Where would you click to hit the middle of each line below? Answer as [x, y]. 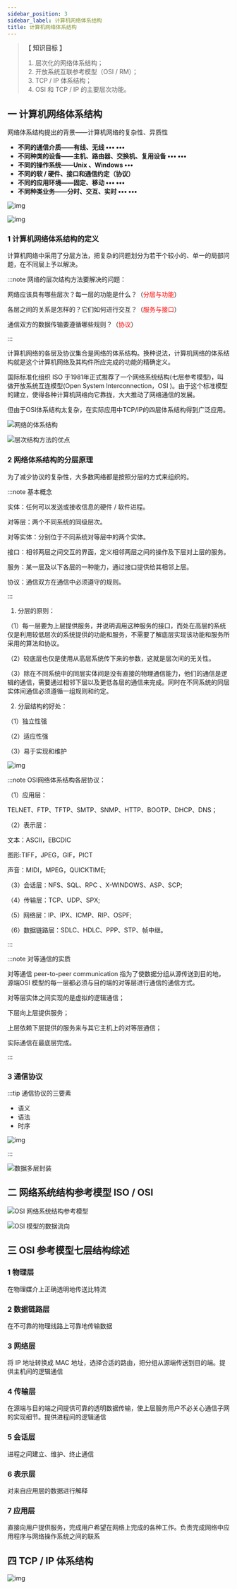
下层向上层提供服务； [38, 1012]
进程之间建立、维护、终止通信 [50, 1454]
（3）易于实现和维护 [37, 751]
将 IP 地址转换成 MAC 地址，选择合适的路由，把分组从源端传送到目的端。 [114, 1363]
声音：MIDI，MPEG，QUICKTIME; [57, 869]
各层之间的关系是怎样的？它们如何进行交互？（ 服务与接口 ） [94, 310]
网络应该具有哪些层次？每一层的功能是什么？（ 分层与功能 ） [94, 295]
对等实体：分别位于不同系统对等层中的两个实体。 [78, 536]
